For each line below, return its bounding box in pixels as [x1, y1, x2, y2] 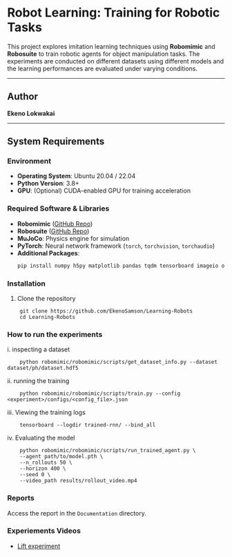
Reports [7, 494, 35, 503]
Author [7, 91, 38, 103]
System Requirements [7, 136, 105, 148]
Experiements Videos [7, 526, 81, 536]
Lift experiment [17, 542, 61, 550]
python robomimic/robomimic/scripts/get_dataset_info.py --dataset [19, 359, 217, 366]
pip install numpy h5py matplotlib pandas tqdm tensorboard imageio [17, 262, 219, 269]
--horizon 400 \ [19, 465, 67, 472]
